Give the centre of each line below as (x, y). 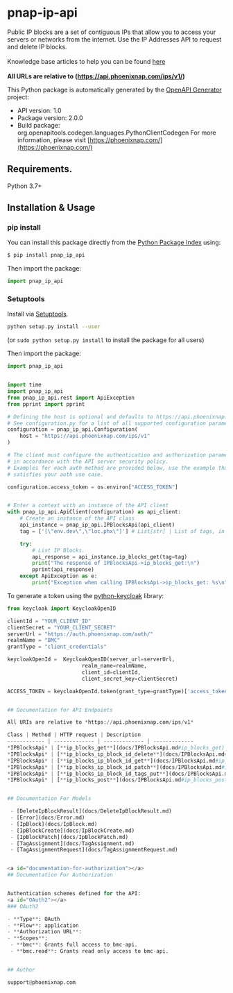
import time (24, 385)
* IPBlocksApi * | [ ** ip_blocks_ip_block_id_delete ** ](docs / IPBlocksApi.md (116, 754)
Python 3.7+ (25, 186)
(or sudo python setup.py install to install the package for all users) (106, 340)
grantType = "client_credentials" (57, 647)
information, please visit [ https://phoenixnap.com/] (90, 139)
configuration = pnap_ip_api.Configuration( (72, 430)
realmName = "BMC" (34, 640)
